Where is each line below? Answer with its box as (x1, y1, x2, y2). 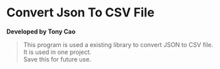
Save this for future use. (23, 55, 92, 63)
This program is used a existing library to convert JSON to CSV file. (23, 40, 214, 49)
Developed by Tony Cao (6, 27, 76, 36)
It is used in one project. (23, 48, 92, 56)
